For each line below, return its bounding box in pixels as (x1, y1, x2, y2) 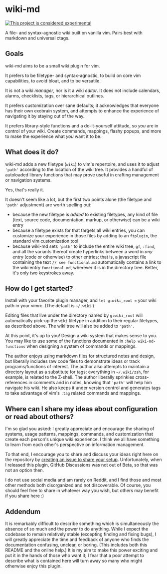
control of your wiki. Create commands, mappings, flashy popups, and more (5, 128, 162, 134)
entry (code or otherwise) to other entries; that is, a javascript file (12, 254, 147, 260)
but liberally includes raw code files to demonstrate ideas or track (5, 358, 140, 364)
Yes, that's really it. (5, 186, 44, 193)
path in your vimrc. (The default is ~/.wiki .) (5, 303, 95, 309)
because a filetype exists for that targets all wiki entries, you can (12, 227, 145, 233)
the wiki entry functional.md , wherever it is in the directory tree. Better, (12, 264, 159, 270)
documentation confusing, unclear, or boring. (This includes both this (5, 542, 148, 548)
